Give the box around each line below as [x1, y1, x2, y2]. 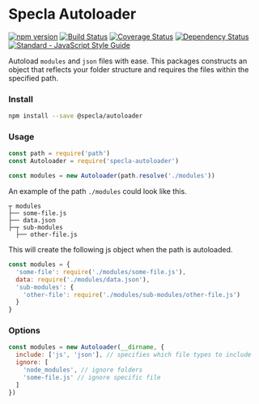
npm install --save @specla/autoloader [8, 112, 143, 120]
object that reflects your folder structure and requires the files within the [8, 64, 249, 74]
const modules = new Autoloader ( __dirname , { [8, 343, 164, 351]
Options [8, 325, 40, 337]
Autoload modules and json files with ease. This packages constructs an [8, 56, 248, 66]
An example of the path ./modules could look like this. [8, 187, 188, 196]
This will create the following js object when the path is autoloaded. [8, 245, 233, 255]
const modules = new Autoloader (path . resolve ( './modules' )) [8, 172, 216, 180]
